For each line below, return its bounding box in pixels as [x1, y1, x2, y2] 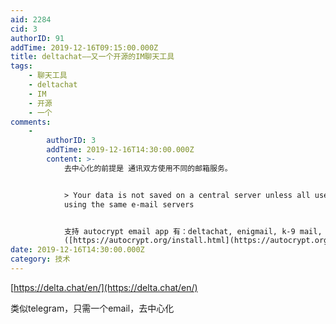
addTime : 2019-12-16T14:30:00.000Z [46, 145, 195, 155]
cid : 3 [10, 24, 38, 34]
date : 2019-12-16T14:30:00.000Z [10, 245, 145, 255]
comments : [10, 117, 52, 127]
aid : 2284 [10, 14, 52, 25]
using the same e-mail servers [63, 199, 195, 210]
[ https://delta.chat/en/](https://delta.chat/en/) [10, 281, 198, 293]
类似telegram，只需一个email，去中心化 [10, 302, 175, 314]
